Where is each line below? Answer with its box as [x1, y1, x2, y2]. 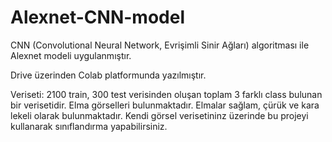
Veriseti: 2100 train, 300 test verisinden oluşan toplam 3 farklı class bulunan [10, 88, 323, 100]
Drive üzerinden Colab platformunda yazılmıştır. [10, 69, 207, 81]
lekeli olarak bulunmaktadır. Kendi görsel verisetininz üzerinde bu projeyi [10, 109, 309, 121]
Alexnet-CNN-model [10, 6, 185, 29]
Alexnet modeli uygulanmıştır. [10, 49, 132, 61]
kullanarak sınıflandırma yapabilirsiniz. [10, 120, 168, 132]
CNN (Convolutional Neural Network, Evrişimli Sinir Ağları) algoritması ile [10, 39, 310, 51]
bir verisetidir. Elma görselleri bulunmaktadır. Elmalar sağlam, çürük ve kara [10, 99, 320, 111]
